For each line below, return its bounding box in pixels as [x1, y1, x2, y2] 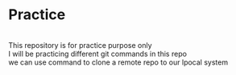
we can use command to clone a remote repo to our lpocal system [8, 57, 228, 67]
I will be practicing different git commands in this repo [8, 49, 188, 58]
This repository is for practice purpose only [8, 40, 152, 49]
